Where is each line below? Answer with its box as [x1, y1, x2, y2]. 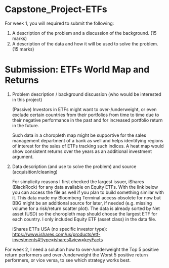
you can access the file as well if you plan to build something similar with [12, 189, 164, 195]
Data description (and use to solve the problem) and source [12, 163, 137, 170]
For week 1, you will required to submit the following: [5, 20, 114, 26]
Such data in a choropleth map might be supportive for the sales [12, 132, 146, 138]
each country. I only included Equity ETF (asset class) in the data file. [12, 216, 156, 222]
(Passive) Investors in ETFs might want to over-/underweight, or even [12, 106, 157, 112]
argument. [12, 153, 34, 159]
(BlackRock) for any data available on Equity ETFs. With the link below [12, 184, 158, 190]
